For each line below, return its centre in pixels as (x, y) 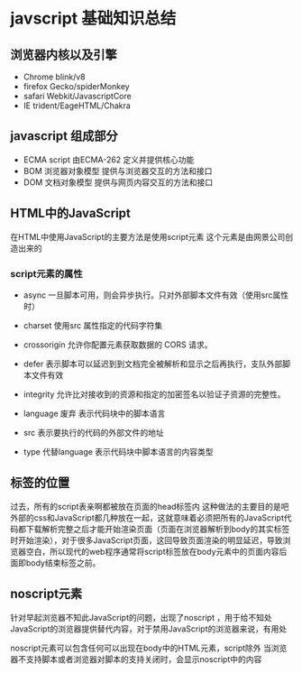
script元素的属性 (47, 273)
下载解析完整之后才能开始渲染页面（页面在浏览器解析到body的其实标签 (158, 529)
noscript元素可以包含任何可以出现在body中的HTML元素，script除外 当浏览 (149, 648)
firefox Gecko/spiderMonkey (76, 86)
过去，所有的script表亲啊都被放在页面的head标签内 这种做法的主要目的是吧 (150, 506)
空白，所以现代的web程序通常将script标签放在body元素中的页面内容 (152, 551)
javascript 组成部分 (64, 136)
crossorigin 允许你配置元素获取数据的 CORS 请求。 (118, 345)
